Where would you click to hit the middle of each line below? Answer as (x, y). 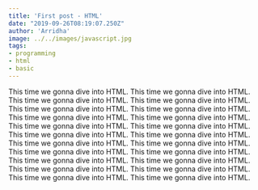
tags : (17, 46)
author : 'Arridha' (39, 31)
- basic (21, 69)
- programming (32, 53)
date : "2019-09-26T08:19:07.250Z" (67, 23)
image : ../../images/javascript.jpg (70, 38)
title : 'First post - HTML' (56, 16)
